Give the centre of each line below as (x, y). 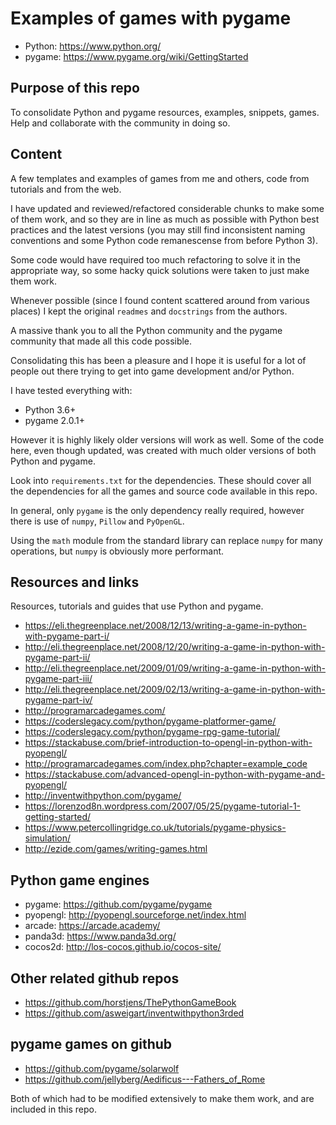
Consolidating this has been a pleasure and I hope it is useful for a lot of (158, 360)
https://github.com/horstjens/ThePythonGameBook (130, 1002)
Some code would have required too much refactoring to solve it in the (155, 259)
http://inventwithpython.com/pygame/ (103, 796)
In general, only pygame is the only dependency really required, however (157, 510)
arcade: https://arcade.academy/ (92, 926)
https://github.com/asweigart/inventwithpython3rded (134, 1013)
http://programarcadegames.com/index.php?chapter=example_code (166, 764)
